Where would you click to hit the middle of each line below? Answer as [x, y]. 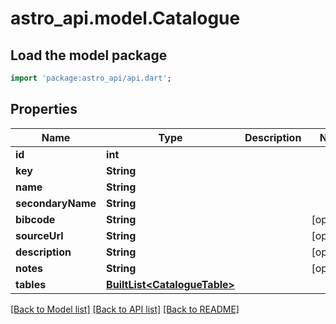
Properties [44, 109]
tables [31, 284]
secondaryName [56, 203]
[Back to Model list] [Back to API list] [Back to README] [125, 309]
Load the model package [89, 55]
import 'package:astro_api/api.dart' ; [91, 78]
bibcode [35, 219]
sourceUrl [39, 235]
